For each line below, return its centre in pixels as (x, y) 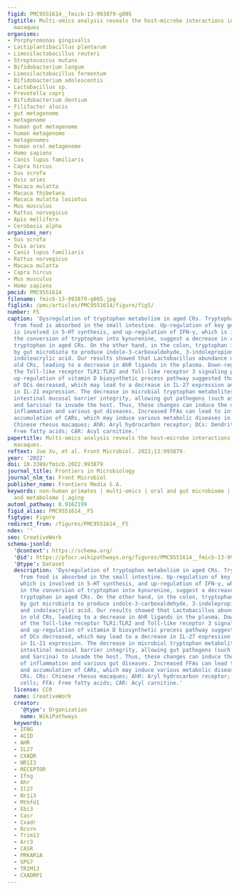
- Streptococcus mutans (43, 61)
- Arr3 (23, 842)
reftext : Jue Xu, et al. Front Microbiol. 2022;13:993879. (97, 451)
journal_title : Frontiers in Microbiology (71, 471)
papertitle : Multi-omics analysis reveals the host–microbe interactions (119, 438)
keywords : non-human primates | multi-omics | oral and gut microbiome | (119, 491)
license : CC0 (33, 690)
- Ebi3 (23, 809)
